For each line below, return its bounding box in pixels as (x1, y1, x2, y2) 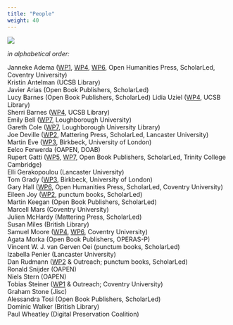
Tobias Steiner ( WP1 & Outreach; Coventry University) (7, 279, 163, 288)
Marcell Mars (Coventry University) (7, 205, 109, 213)
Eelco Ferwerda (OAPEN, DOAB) (7, 145, 101, 153)
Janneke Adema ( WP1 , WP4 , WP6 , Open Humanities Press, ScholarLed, (7, 63, 215, 71)
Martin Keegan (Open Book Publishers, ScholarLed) (7, 198, 157, 206)
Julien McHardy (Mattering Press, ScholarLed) (7, 212, 142, 221)
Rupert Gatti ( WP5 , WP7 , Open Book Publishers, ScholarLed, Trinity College (7, 153, 227, 161)
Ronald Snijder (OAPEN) (7, 265, 77, 273)
